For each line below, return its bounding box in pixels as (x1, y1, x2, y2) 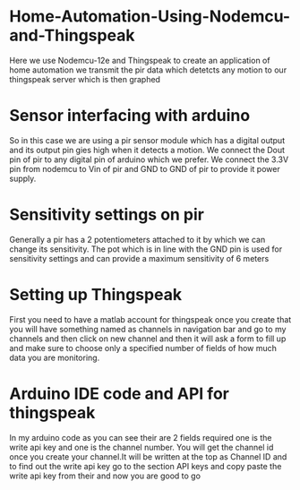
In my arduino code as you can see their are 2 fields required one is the (9, 432, 272, 443)
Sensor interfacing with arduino (9, 106, 251, 126)
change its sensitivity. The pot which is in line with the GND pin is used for (9, 244, 283, 254)
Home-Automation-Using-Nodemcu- (9, 6, 291, 27)
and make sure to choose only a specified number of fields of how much (9, 342, 278, 353)
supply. (9, 173, 37, 184)
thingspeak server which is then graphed (9, 73, 161, 84)
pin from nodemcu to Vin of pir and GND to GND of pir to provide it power (9, 163, 280, 174)
